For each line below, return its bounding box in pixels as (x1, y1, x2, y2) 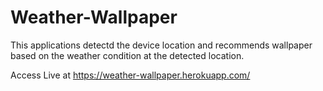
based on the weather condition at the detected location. (10, 49, 245, 61)
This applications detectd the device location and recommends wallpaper (10, 39, 313, 51)
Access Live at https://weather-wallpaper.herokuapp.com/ (10, 69, 251, 81)
